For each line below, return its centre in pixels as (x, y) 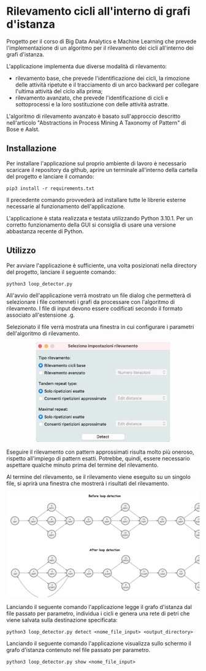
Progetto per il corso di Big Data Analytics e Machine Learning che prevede (101, 41)
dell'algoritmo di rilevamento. (43, 333)
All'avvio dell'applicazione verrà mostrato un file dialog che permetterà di (99, 295)
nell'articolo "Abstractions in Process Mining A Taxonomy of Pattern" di (96, 122)
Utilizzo (21, 251)
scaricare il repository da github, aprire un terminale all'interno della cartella (102, 169)
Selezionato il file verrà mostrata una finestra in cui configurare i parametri (100, 327)
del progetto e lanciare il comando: (50, 176)
